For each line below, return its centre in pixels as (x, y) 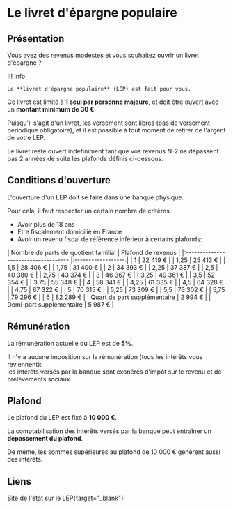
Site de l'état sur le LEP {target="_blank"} (65, 498)
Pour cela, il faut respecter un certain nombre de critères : (90, 211)
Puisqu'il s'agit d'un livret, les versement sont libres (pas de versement (109, 123)
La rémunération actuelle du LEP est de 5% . (70, 343)
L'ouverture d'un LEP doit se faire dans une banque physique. (96, 197)
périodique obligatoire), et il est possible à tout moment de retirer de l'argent (116, 130)
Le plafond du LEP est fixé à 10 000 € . (62, 418)
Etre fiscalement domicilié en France (70, 231)
